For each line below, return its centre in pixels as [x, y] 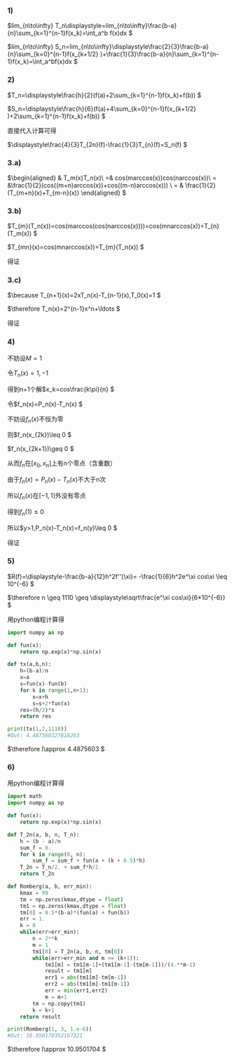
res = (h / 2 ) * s [37, 710]
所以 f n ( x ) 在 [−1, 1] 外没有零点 [47, 496]
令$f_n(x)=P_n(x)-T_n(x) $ [45, 404]
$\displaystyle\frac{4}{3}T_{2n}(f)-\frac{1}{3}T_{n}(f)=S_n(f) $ [97, 144]
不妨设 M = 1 [25, 358]
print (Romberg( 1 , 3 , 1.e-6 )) [50, 1029]
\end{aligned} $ [103, 193]
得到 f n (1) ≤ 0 [26, 512]
